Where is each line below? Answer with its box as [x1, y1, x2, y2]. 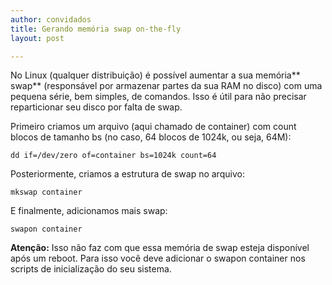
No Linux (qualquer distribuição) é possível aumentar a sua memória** [10, 69, 301, 81]
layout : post [10, 33, 65, 43]
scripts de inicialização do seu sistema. [10, 263, 172, 275]
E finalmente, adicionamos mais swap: [10, 205, 168, 217]
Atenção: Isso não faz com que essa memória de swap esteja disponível [10, 242, 310, 254]
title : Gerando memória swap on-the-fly [10, 24, 182, 34]
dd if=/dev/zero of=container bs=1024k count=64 [10, 151, 217, 161]
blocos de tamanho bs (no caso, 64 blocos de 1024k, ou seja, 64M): [10, 131, 292, 143]
